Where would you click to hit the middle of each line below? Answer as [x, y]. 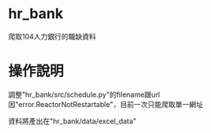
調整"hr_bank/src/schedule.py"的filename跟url [84, 94]
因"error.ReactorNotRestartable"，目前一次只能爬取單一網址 [106, 104]
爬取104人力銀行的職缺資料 [52, 36]
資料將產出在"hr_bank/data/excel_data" [72, 121]
